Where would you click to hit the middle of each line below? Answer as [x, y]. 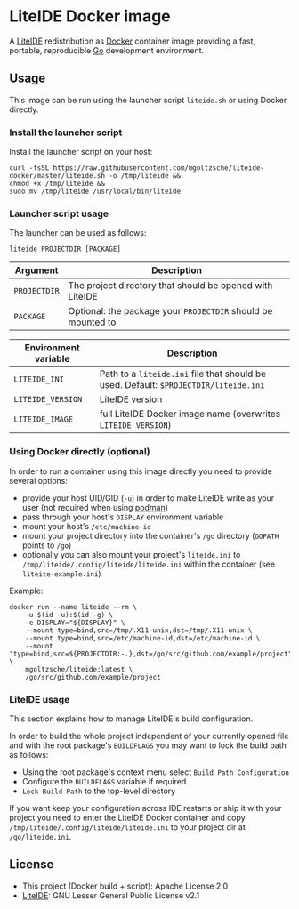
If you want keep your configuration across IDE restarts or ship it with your [145, 808]
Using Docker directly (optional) [80, 452]
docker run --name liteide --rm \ [73, 607]
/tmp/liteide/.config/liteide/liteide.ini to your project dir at [128, 827]
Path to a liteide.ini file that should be [183, 374]
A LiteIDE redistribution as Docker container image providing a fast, [133, 41]
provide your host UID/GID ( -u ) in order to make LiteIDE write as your [148, 498]
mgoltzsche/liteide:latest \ [79, 669]
